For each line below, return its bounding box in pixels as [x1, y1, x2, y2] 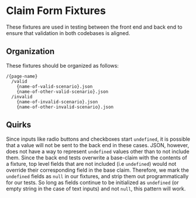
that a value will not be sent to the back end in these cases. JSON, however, [6, 141, 190, 148]
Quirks [6, 120, 31, 130]
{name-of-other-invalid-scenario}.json [16, 104, 114, 110]
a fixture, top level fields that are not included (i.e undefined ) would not [6, 160, 177, 167]
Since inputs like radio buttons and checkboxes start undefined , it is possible [6, 136, 191, 143]
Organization [6, 47, 54, 57]
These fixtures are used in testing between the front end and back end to [6, 23, 183, 30]
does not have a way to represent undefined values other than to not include [6, 148, 190, 155]
